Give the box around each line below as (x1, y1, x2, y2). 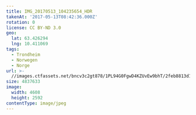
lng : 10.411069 (11, 41, 48, 47)
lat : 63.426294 (11, 35, 48, 41)
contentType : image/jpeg (6, 100, 66, 106)
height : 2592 (11, 95, 43, 100)
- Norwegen (11, 57, 38, 63)
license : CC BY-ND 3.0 (6, 24, 61, 31)
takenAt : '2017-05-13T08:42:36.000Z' (6, 14, 98, 20)
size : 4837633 (6, 79, 41, 85)
